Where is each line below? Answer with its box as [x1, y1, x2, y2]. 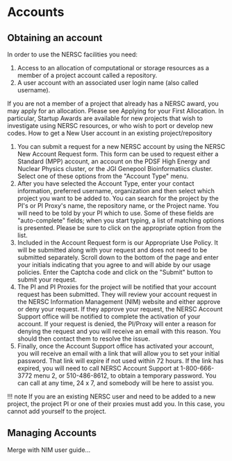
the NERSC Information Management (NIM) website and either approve [17, 298, 221, 306]
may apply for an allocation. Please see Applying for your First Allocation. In [7, 107, 224, 115]
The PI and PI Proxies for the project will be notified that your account [17, 283, 217, 291]
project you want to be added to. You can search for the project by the [17, 194, 219, 202]
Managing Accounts [7, 427, 97, 439]
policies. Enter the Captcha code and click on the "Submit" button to [17, 268, 213, 276]
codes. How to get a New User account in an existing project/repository [7, 129, 213, 137]
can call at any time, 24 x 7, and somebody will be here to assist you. [17, 379, 214, 387]
